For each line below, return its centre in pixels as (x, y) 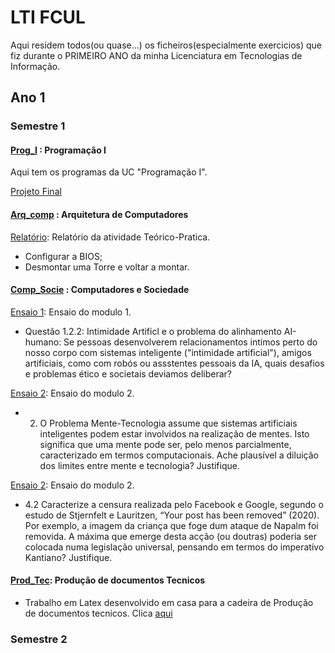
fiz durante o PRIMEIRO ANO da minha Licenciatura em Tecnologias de (156, 55)
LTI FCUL (48, 17)
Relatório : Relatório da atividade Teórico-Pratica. (110, 237)
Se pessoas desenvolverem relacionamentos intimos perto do (190, 342)
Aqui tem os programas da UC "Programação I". (109, 172)
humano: (43, 342)
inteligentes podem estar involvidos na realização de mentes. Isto (174, 433)
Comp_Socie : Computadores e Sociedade (100, 290)
